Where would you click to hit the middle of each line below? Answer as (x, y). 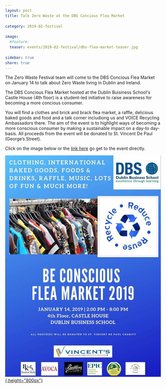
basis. (11, 133)
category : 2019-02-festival (34, 26)
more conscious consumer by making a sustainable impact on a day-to (77, 129)
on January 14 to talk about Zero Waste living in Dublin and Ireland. (73, 83)
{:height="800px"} (24, 380)
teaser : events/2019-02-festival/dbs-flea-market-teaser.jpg (74, 47)
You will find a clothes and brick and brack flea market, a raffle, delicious (79, 113)
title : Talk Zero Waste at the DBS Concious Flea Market (65, 16)
